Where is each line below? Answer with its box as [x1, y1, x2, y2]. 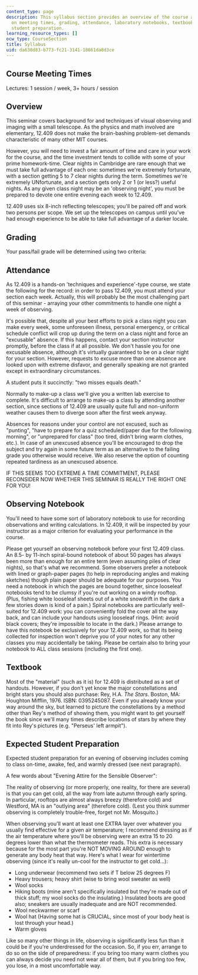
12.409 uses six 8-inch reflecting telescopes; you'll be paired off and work [6, 203, 187, 210]
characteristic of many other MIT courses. [6, 136, 108, 143]
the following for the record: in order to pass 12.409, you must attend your [6, 287, 186, 294]
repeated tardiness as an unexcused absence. [6, 458, 118, 465]
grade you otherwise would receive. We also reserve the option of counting [6, 452, 189, 459]
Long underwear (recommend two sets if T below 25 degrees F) [14, 869, 171, 876]
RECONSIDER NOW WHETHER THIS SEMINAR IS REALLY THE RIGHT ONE [6, 476, 187, 482]
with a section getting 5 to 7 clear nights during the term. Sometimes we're [6, 172, 187, 180]
